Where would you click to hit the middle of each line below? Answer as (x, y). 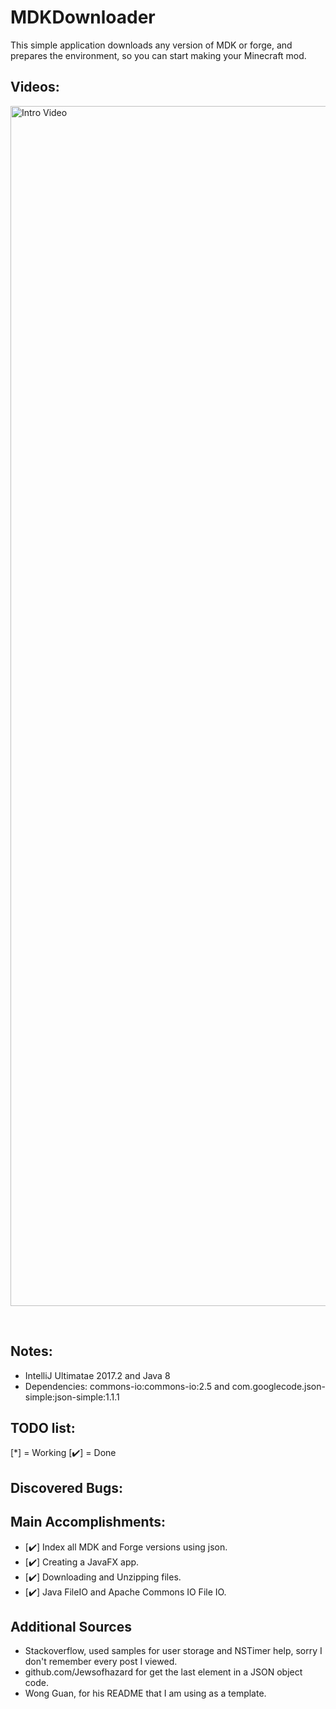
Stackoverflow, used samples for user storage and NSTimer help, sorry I (173, 1651)
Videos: (35, 87)
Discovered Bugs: (66, 1487)
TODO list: (43, 1427)
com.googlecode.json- (278, 1386)
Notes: (31, 1351)
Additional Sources (71, 1626)
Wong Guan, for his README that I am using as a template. (145, 1693)
